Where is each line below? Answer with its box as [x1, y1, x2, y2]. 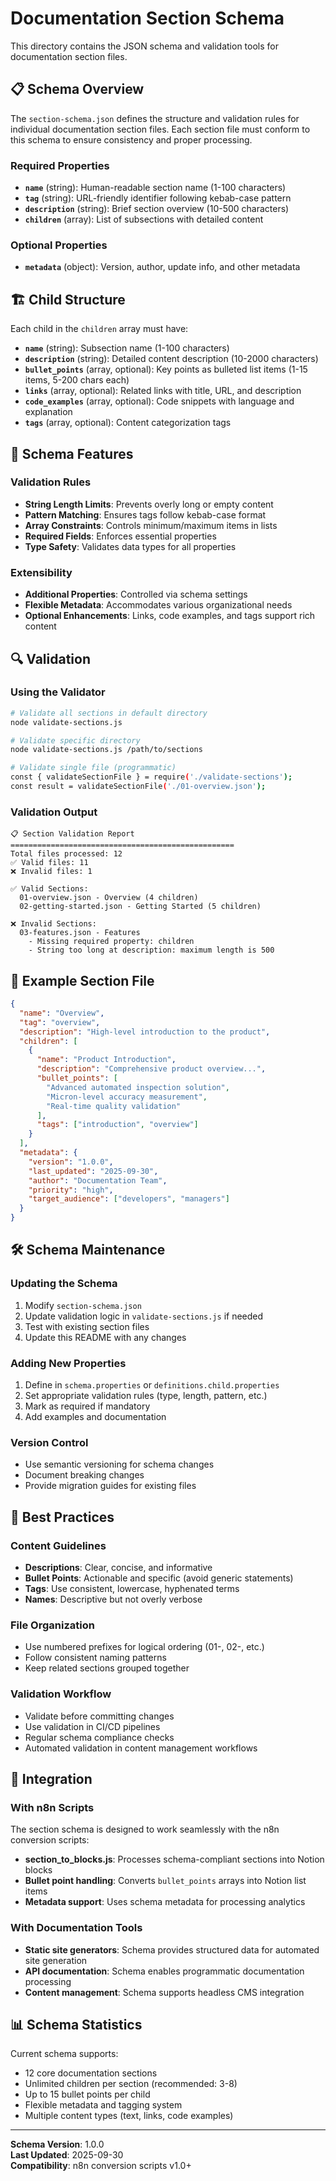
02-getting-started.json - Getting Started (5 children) [19, 902, 262, 912]
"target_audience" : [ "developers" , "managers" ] [28, 1194, 230, 1204]
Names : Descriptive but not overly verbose [24, 1593, 203, 1606]
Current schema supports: [10, 2048, 119, 2060]
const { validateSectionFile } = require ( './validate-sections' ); [10, 772, 293, 782]
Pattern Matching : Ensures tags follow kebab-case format [24, 508, 267, 521]
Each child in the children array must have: [10, 323, 189, 335]
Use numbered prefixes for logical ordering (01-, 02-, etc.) [24, 1641, 265, 1653]
